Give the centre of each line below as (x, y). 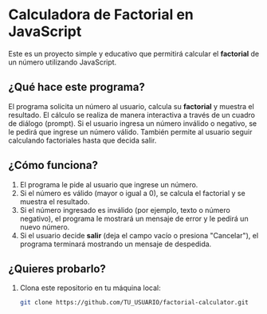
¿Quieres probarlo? (57, 269)
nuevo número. (45, 227)
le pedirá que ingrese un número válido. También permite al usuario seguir (130, 131)
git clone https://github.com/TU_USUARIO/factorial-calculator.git (134, 303)
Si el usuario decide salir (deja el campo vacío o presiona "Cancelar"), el (139, 235)
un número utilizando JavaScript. (63, 62)
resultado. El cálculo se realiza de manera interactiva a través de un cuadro (132, 115)
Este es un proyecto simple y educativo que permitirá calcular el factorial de (134, 53)
